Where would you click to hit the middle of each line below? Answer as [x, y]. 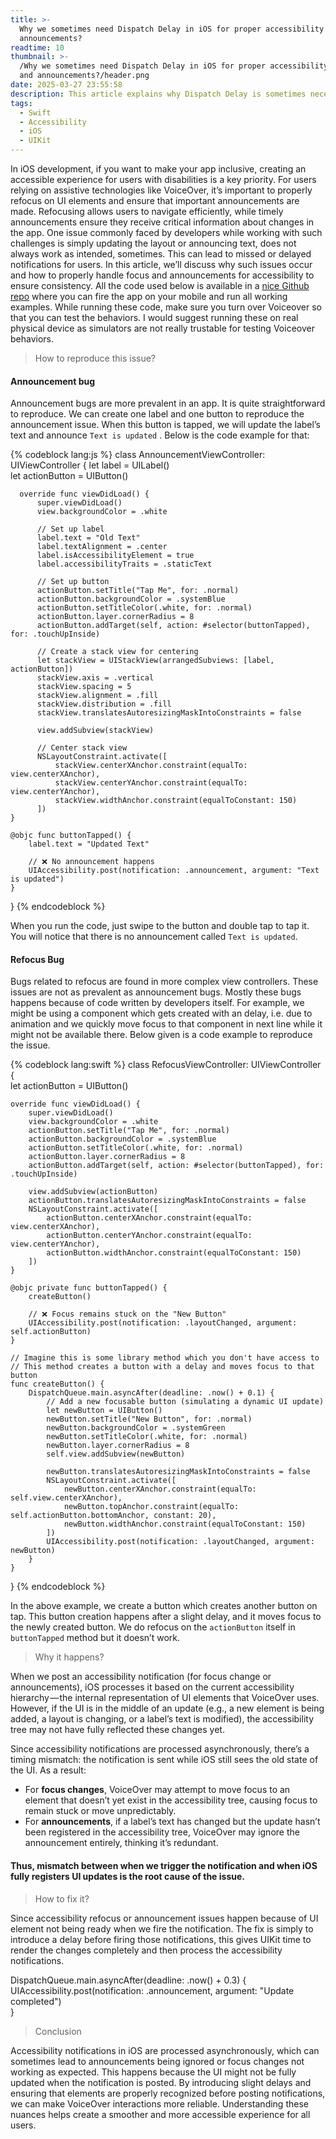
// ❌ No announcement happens [91, 862]
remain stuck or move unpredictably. [100, 1811]
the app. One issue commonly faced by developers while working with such [166, 232]
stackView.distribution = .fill [104, 704]
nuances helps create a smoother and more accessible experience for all [160, 2114]
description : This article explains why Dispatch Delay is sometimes [158, 94]
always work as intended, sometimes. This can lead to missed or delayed [161, 254]
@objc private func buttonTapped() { [89, 1288]
